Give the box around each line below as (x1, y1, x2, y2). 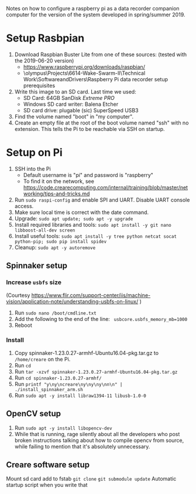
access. (14, 202, 34, 209)
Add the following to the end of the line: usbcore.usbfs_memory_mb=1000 (14, 315, 188, 322)
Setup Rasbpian (6, 32, 85, 45)
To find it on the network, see (23, 178, 95, 185)
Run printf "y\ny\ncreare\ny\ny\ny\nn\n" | (14, 380, 123, 388)
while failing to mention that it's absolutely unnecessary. (14, 443, 150, 450)
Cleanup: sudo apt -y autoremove (14, 244, 96, 251)
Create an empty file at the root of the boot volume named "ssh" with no (14, 119, 189, 126)
